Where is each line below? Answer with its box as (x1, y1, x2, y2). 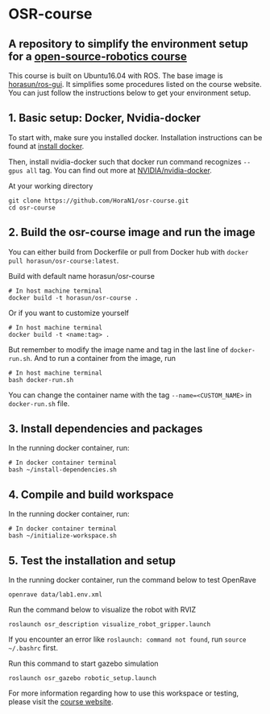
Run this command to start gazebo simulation (8, 658, 159, 669)
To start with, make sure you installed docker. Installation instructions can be (8, 132, 263, 142)
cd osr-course (8, 203, 56, 212)
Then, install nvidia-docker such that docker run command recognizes (8, 156, 242, 166)
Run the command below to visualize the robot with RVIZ (8, 605, 197, 615)
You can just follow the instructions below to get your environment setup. (8, 88, 251, 98)
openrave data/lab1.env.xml (8, 591, 103, 599)
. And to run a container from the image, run (29, 353, 176, 363)
